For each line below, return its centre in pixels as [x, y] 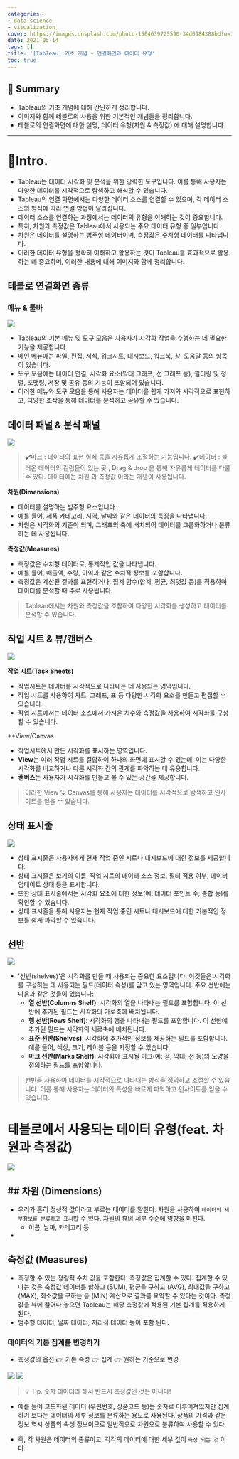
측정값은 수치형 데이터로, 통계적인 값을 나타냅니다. [87, 564]
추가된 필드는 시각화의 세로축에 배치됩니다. [87, 1029]
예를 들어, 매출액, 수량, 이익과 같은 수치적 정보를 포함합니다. [100, 573]
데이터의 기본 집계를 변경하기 [54, 1342]
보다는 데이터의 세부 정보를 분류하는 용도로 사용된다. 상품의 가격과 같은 [129, 1416]
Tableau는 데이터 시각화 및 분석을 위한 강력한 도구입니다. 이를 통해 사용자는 [122, 181]
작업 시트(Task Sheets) [41, 671]
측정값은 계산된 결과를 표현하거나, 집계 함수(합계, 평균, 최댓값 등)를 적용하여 [122, 582]
